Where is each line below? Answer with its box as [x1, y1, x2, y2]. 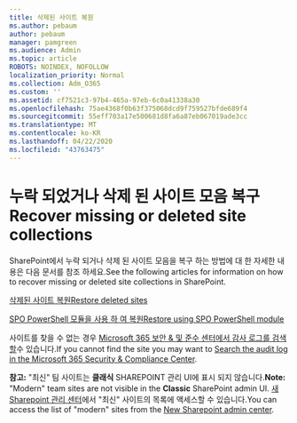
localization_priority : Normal [9, 71, 125, 80]
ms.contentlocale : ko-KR [9, 129, 101, 138]
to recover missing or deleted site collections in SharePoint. [9, 276, 226, 287]
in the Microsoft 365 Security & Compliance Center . [9, 353, 198, 364]
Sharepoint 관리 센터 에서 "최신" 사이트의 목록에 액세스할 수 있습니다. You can [9, 394, 277, 404]
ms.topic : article [9, 54, 77, 63]
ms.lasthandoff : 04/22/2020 [9, 137, 113, 146]
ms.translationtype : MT [9, 121, 98, 130]
